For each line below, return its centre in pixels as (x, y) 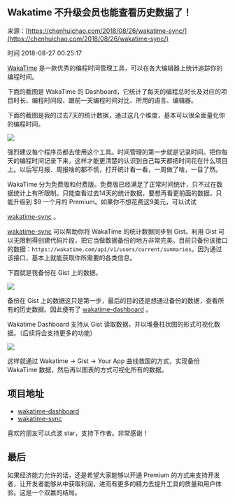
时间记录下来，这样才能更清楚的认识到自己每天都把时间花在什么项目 (129, 160)
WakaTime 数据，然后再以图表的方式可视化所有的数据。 (87, 369)
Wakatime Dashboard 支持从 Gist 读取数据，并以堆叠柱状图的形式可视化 (111, 324)
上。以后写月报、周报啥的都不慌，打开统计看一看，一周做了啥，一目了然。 (114, 169)
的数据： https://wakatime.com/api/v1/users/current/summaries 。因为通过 (115, 249)
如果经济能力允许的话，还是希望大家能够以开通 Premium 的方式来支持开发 (114, 475)
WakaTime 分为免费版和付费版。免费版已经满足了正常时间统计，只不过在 (112, 184)
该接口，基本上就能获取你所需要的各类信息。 (72, 257)
